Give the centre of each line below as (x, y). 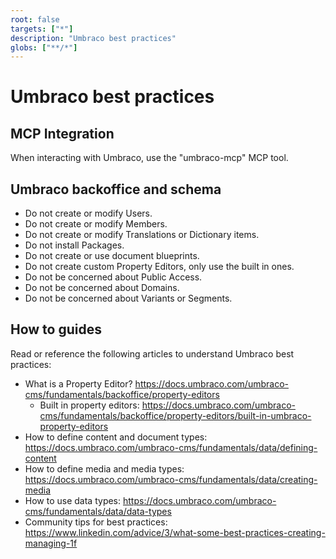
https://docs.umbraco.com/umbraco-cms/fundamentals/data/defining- (171, 447)
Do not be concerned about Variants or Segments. (128, 298)
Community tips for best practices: (96, 522)
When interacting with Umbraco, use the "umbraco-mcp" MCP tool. (149, 158)
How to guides (56, 329)
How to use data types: (73, 500)
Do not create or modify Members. (96, 224)
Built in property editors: (89, 405)
